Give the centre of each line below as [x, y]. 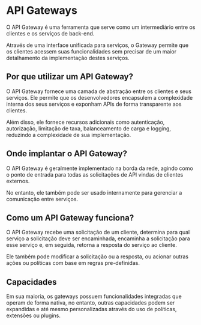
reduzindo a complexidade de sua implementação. [69, 135]
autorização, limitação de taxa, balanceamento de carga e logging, [88, 128]
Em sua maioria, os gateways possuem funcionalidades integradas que [94, 296]
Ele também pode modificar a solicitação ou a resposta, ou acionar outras [97, 257]
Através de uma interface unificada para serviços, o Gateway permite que [97, 45]
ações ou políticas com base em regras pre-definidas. [73, 263]
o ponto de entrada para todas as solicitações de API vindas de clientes [95, 174]
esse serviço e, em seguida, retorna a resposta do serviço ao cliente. [91, 245]
